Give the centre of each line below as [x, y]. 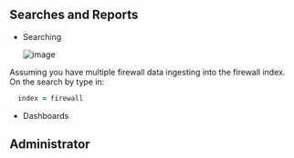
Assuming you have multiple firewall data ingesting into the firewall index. [147, 72]
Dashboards [46, 115]
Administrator [50, 144]
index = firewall [51, 98]
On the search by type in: [57, 82]
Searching [42, 36]
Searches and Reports [74, 15]
